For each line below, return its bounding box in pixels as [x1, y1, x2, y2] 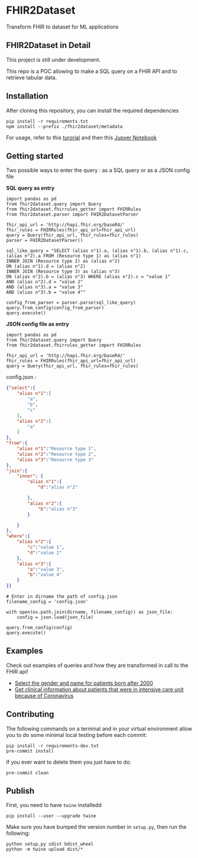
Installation [6, 91, 48, 101]
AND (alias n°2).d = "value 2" [6, 279, 83, 285]
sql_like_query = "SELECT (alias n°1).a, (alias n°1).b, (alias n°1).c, [6, 248, 189, 254]
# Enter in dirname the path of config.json [6, 594, 118, 599]
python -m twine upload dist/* [6, 846, 83, 853]
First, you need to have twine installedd [6, 802, 102, 809]
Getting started [6, 151, 64, 161]
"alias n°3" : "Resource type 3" [17, 457, 94, 463]
